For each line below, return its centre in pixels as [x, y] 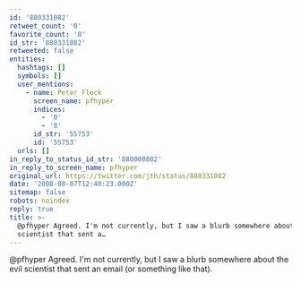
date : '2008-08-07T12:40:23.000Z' [74, 184]
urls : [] [34, 150]
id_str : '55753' [63, 134]
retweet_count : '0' [46, 26]
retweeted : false [42, 51]
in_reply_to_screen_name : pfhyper [74, 167]
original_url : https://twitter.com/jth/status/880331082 [118, 176]
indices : [49, 109]
